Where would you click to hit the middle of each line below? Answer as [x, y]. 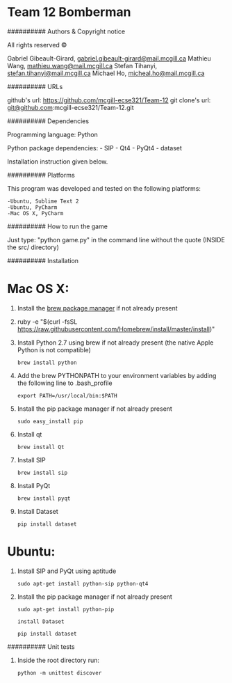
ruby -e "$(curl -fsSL [47, 322]
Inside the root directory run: [58, 660]
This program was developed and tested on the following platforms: [104, 188]
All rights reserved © [37, 45]
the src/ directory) [33, 247]
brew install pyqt [44, 498]
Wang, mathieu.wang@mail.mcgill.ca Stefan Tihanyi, [82, 65]
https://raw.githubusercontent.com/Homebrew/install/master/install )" [116, 329]
